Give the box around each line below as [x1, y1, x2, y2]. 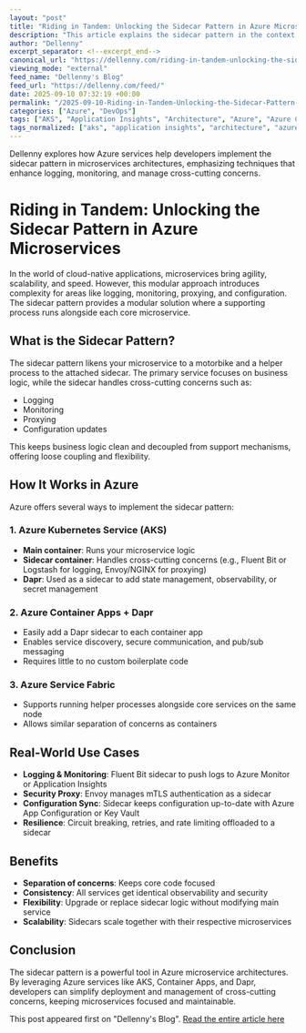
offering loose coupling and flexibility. [9, 451, 151, 461]
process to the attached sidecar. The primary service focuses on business [9, 367, 289, 378]
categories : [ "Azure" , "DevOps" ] [9, 106, 137, 116]
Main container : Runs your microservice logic [22, 544, 196, 555]
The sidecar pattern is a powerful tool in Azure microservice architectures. [9, 967, 289, 977]
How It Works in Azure [9, 477, 139, 492]
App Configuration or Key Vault [22, 807, 139, 819]
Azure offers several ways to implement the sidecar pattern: [9, 501, 235, 512]
